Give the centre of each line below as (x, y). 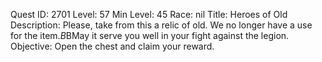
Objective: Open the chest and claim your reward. (112, 46)
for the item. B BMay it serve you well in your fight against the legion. (150, 35)
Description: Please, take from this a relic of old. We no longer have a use (161, 25)
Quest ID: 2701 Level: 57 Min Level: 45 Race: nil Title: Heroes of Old (149, 14)
